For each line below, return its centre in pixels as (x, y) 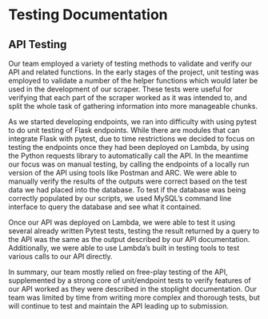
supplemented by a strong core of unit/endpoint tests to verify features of (130, 281)
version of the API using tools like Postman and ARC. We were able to (123, 173)
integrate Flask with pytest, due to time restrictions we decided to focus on (132, 139)
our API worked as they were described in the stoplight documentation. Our (133, 289)
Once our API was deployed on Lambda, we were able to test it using (122, 222)
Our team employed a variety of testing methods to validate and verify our (130, 63)
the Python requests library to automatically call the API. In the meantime (128, 155)
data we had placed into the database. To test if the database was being (127, 190)
